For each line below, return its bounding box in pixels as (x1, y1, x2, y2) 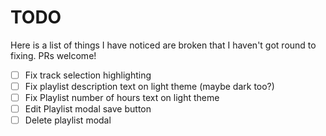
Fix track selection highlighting (24, 69, 152, 81)
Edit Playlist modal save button (24, 103, 152, 115)
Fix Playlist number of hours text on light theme (24, 92, 220, 104)
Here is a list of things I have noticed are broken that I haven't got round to (10, 39, 317, 51)
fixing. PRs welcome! (10, 49, 97, 61)
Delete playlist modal (24, 114, 112, 126)
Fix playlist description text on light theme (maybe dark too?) (24, 81, 275, 92)
